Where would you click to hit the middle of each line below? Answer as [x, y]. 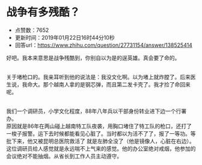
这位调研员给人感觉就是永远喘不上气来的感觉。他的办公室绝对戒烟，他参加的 [101, 148]
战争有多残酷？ [43, 12]
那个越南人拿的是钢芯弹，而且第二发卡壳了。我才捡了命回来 [117, 84]
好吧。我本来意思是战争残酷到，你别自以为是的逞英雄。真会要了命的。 [93, 58]
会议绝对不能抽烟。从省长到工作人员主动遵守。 [64, 156]
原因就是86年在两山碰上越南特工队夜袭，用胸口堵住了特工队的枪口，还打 [96, 126]
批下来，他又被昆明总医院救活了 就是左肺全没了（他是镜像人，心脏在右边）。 [100, 141]
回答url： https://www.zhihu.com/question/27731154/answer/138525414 [103, 45]
